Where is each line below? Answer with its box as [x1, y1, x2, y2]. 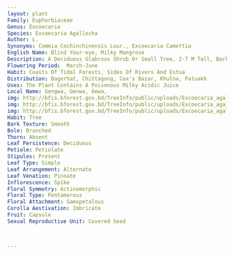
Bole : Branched [7, 127, 52, 134]
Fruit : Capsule [7, 211, 52, 218]
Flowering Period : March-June [7, 62, 98, 69]
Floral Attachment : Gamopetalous [7, 198, 104, 206]
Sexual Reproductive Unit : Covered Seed [7, 218, 127, 225]
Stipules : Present [7, 153, 61, 160]
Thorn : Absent [7, 133, 49, 140]
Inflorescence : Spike [7, 179, 70, 186]
